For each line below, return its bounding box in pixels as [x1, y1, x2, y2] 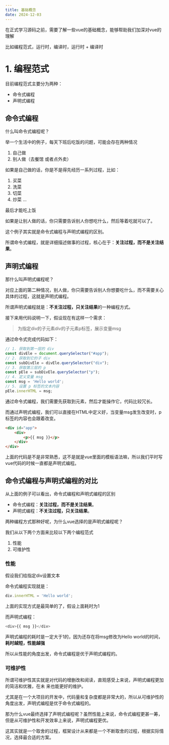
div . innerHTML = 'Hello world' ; [5, 594, 73, 599]
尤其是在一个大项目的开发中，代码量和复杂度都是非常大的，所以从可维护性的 [5, 694, 164, 700]
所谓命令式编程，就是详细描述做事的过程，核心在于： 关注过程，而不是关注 [5, 239, 159, 245]
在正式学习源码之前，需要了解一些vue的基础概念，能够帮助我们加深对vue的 [5, 26, 162, 33]
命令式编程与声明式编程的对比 [5, 476, 98, 485]
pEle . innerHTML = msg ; [5, 388, 53, 394]
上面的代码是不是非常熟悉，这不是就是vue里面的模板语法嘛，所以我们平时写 [5, 454, 163, 460]
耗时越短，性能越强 [5, 640, 45, 646]
